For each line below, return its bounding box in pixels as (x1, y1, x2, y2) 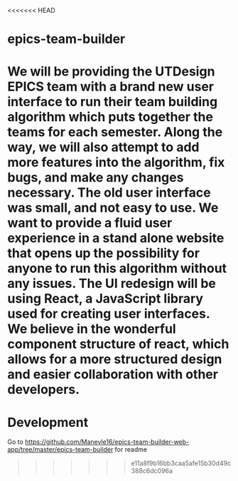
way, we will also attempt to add (7, 139, 200, 155)
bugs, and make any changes (7, 170, 184, 186)
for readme (114, 445, 148, 454)
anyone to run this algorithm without (7, 260, 227, 276)
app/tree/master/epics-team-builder (7, 445, 114, 454)
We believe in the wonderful (7, 321, 176, 337)
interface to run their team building (7, 94, 218, 110)
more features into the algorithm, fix (7, 155, 225, 170)
